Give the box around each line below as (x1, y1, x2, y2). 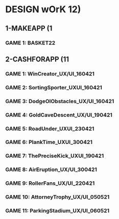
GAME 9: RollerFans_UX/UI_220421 (5, 180, 95, 187)
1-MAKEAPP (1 (5, 24, 53, 33)
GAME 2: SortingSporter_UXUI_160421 (5, 84, 102, 91)
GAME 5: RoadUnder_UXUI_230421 (5, 125, 94, 132)
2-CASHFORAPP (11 (5, 55, 69, 63)
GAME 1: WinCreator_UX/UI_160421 (5, 70, 94, 77)
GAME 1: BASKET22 (5, 39, 56, 46)
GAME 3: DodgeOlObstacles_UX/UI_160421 (5, 98, 114, 105)
